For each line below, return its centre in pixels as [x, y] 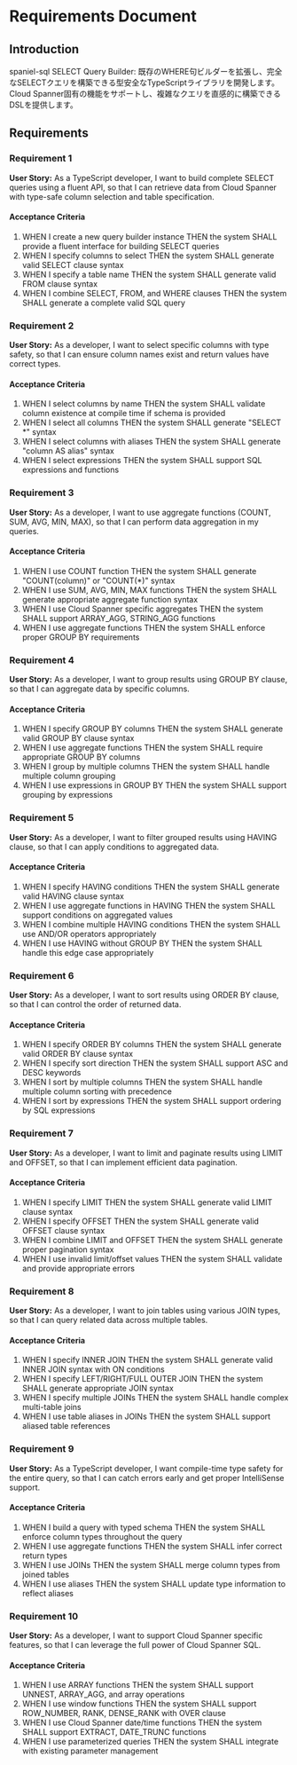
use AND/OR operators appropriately [89, 934]
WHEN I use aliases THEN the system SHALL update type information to [154, 1584]
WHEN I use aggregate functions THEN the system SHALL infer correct [152, 1546]
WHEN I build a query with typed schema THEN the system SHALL [144, 1527]
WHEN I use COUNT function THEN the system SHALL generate [139, 571]
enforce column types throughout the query [102, 1536]
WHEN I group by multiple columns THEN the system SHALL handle [146, 767]
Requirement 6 [42, 975]
